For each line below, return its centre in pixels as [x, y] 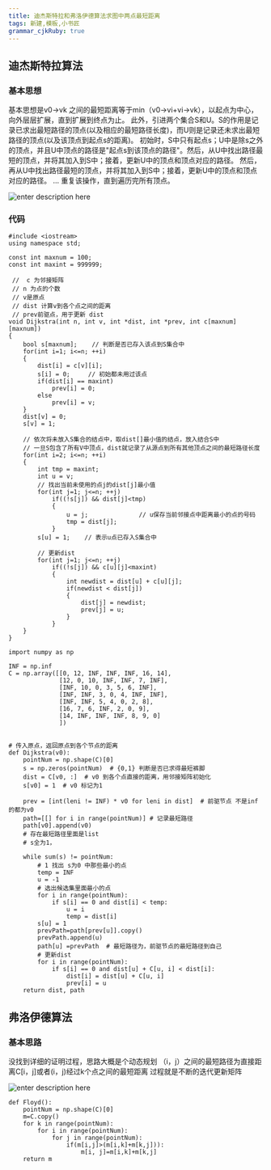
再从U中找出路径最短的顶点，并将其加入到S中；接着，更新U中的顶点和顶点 [133, 171]
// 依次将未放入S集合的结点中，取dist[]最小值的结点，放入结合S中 [121, 440]
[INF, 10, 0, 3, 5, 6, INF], [108, 688]
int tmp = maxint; [68, 470]
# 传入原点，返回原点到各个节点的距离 [64, 746]
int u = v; [56, 477]
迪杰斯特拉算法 [46, 65]
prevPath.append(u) [70, 938]
